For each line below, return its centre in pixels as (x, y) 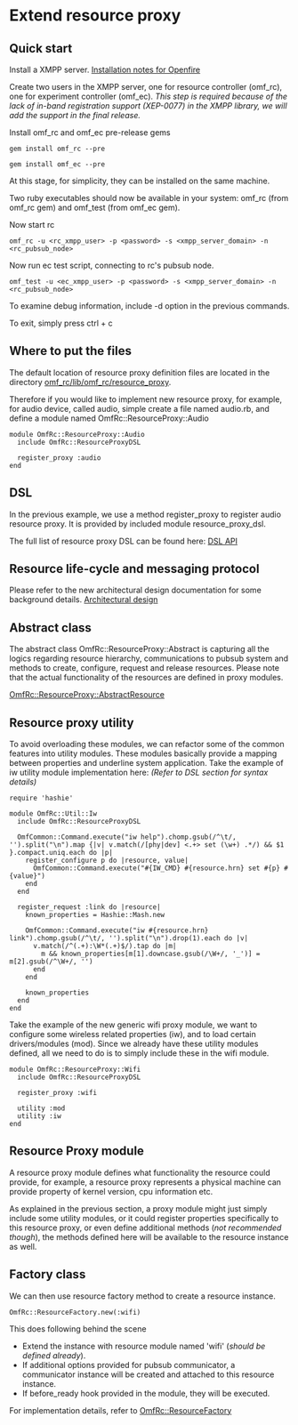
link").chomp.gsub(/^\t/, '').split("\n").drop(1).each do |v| (129, 938)
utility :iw (40, 1116)
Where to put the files (70, 351)
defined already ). (54, 1355)
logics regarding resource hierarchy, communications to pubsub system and (149, 658)
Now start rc (32, 225)
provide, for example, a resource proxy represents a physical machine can (145, 1182)
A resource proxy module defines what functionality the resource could (140, 1172)
